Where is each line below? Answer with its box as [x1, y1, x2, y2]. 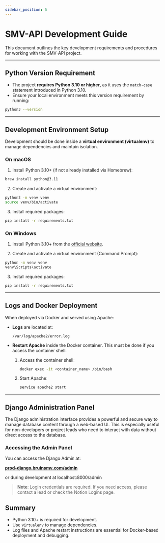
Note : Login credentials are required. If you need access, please [17, 484, 147, 490]
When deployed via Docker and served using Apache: [5, 314, 114, 320]
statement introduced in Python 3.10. [12, 87, 87, 93]
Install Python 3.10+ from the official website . [12, 241, 104, 247]
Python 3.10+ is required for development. [12, 517, 97, 523]
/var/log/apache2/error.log [12, 334, 70, 339]
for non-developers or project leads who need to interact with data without [5, 427, 156, 433]
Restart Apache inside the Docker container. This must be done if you [12, 342, 155, 348]
